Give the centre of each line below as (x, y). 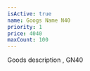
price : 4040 (25, 33)
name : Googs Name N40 (39, 20)
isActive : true (30, 14)
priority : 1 (25, 27)
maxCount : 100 (28, 40)
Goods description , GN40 (45, 60)
